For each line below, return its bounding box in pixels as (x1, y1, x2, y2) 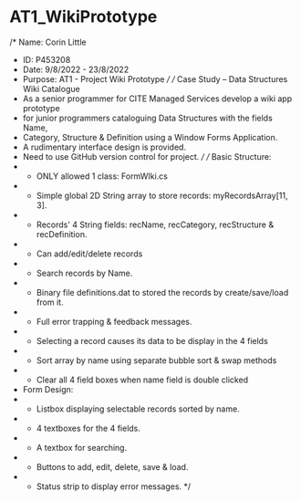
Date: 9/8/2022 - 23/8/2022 (22, 64, 130, 75)
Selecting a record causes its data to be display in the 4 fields (36, 335, 269, 346)
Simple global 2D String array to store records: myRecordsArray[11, (36, 190, 288, 201)
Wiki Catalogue (22, 83, 80, 94)
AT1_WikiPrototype (9, 6, 158, 27)
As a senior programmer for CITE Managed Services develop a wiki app (22, 93, 293, 104)
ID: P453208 (22, 54, 71, 65)
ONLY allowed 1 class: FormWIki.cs (36, 171, 169, 182)
